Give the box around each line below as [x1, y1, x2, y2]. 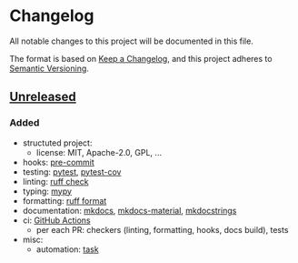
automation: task [35, 243, 99, 255]
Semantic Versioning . [9, 63, 89, 74]
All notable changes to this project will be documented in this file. [9, 35, 254, 46]
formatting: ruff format [22, 195, 107, 206]
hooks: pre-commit [22, 157, 95, 167]
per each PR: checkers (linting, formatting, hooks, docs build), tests [35, 224, 289, 235]
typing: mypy [22, 186, 73, 197]
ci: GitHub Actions [22, 215, 91, 226]
